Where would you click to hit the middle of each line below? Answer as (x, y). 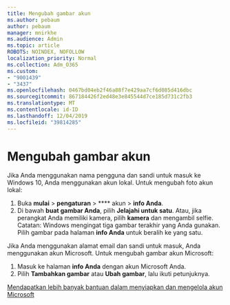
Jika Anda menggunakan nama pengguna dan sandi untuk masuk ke (104, 176)
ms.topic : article (33, 45)
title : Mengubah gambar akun (49, 13)
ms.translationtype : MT (41, 103)
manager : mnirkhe (32, 33)
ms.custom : (23, 71)
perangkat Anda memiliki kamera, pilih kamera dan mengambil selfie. (115, 218)
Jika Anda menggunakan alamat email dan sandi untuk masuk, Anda (104, 246)
